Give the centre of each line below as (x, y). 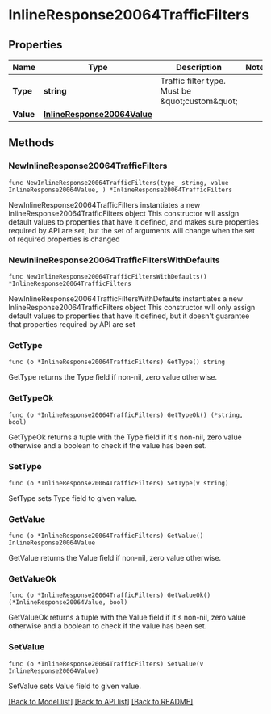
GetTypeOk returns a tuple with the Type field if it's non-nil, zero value (125, 437)
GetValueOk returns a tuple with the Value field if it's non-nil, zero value (127, 617)
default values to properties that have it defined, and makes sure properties (134, 222)
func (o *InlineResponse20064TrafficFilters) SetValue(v (106, 664)
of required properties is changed (64, 239)
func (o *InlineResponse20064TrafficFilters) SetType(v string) (119, 483)
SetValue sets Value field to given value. (75, 686)
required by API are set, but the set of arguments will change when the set (132, 230)
